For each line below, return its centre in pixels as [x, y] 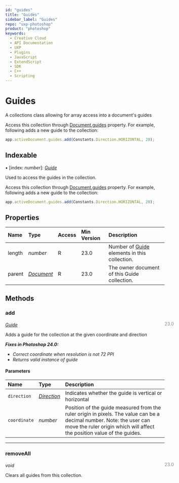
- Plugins [20, 52]
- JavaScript [24, 57]
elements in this [127, 253]
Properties [22, 218]
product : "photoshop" [28, 29]
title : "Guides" [22, 15]
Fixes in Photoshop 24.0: [32, 344]
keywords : [16, 33]
